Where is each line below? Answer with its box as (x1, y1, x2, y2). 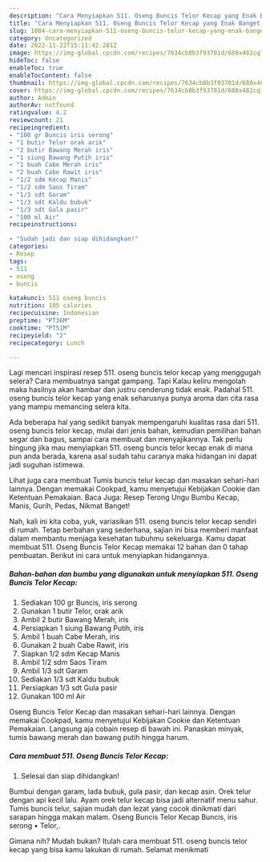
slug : (9, 26, 27, 34)
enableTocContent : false (9, 71, 92, 79)
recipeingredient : (9, 123, 71, 132)
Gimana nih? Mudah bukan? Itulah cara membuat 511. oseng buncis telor (9, 836, 248, 846)
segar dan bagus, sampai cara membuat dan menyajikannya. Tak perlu (9, 435, 243, 444)
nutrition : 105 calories (9, 301, 92, 310)
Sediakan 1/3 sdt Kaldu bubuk (20, 674, 119, 684)
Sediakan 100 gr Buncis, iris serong (20, 598, 138, 608)
